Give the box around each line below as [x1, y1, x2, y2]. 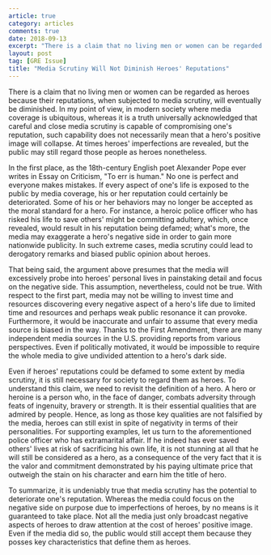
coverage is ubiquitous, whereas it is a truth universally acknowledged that [8, 113, 258, 122]
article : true [8, 11, 57, 20]
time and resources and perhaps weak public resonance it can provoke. [8, 307, 248, 317]
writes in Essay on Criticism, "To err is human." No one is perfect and [8, 171, 239, 181]
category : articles [8, 19, 74, 28]
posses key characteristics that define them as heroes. [8, 536, 192, 547]
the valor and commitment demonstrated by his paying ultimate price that [8, 461, 253, 471]
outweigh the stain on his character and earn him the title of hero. [8, 469, 227, 479]
